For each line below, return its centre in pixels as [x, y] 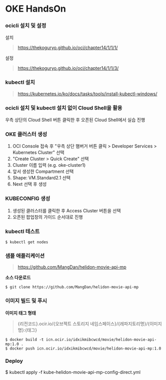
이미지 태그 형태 [21, 313]
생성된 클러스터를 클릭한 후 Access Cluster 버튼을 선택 [67, 210]
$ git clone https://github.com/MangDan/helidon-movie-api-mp [72, 287]
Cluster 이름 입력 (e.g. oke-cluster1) [49, 165]
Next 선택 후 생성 [30, 184]
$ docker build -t [24, 339]
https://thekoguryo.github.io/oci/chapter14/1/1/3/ [68, 68]
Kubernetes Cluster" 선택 [38, 153]
